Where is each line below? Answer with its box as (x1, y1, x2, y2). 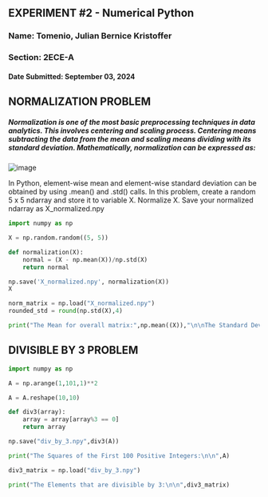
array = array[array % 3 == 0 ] (22, 415, 120, 423)
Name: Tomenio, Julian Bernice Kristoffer (8, 30, 172, 42)
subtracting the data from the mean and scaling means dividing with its (8, 134, 251, 143)
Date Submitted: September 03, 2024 (8, 71, 136, 81)
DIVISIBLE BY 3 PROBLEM (8, 343, 139, 357)
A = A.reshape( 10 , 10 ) (8, 394, 81, 402)
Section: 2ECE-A (8, 52, 74, 63)
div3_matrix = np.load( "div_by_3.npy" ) (8, 466, 141, 475)
